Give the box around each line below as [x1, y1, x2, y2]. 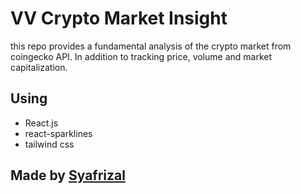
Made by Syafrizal [10, 167, 126, 184]
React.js [24, 117, 59, 129]
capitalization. [10, 61, 68, 73]
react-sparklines [24, 127, 93, 139]
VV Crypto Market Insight [10, 7, 228, 30]
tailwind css [24, 138, 75, 150]
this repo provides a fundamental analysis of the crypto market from [10, 40, 292, 52]
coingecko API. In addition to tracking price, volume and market [10, 50, 273, 62]
